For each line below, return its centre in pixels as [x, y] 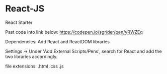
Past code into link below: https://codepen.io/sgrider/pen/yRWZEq [74, 32]
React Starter [19, 22]
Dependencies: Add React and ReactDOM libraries [57, 41]
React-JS [25, 9]
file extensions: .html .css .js [34, 66]
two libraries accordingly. [31, 56]
